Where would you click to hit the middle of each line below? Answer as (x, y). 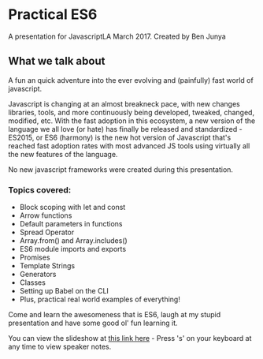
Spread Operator (47, 232)
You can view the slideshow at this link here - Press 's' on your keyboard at (130, 338)
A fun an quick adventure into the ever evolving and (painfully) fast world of (131, 80)
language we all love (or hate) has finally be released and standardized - (125, 129)
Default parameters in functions (71, 224)
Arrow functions (46, 215)
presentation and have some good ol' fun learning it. (93, 323)
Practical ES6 (53, 15)
